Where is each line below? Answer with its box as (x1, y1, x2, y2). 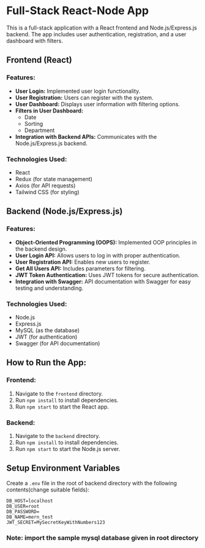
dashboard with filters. (6, 37, 63, 44)
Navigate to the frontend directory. (15, 389, 103, 397)
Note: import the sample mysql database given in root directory (6, 533, 199, 542)
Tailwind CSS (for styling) (15, 188, 80, 195)
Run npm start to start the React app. (15, 403, 109, 410)
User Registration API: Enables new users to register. (15, 258, 151, 265)
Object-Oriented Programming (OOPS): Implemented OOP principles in (15, 238, 197, 246)
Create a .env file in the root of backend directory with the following (6, 479, 177, 487)
